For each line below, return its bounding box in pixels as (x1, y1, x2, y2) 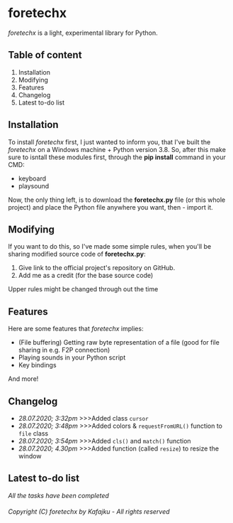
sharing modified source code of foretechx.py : (8, 250, 146, 259)
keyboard (18, 174, 47, 183)
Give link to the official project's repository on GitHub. (18, 264, 176, 272)
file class (18, 429, 49, 438)
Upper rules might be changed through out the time (8, 285, 159, 293)
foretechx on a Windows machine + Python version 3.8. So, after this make (8, 145, 226, 153)
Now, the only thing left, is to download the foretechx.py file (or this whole (8, 195, 226, 204)
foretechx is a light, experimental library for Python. (8, 28, 158, 37)
